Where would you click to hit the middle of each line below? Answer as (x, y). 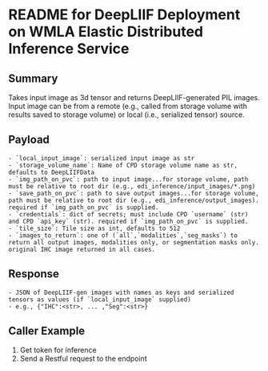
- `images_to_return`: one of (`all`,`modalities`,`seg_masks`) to (123, 235)
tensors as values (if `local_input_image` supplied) (100, 299)
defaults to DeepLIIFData (51, 172)
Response (34, 274)
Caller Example (47, 331)
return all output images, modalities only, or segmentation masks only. (134, 242)
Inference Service (69, 49)
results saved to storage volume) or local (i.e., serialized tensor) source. (127, 115)
